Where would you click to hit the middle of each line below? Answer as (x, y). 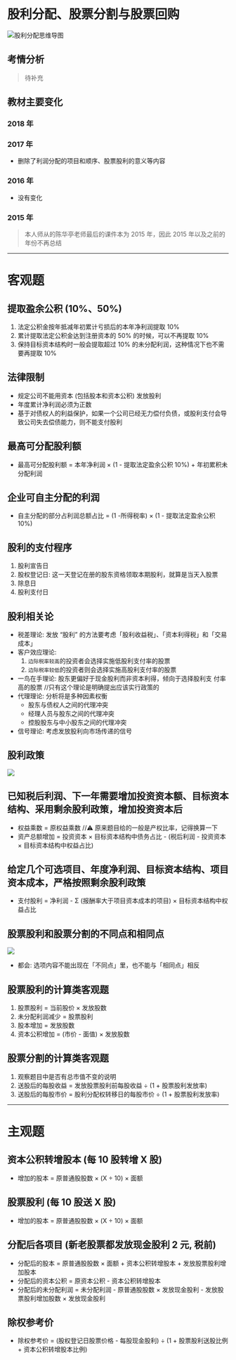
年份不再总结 (43, 242)
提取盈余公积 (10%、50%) (65, 309)
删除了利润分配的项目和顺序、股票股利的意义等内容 (91, 161)
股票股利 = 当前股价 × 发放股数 (62, 1008)
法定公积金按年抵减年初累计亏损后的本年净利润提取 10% (99, 327)
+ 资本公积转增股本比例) (52, 1349)
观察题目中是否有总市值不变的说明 (67, 1076)
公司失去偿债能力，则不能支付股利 (73, 421)
